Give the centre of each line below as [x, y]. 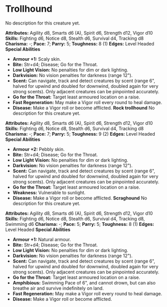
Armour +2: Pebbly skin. [38, 149]
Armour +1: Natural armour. [42, 239]
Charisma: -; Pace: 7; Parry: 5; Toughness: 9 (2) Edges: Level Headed [80, 134]
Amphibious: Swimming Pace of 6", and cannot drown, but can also [84, 283]
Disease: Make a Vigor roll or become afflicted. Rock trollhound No [84, 108]
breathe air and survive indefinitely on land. [58, 288]
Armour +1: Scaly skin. [37, 59]
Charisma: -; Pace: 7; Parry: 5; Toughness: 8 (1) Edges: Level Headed [80, 43]
